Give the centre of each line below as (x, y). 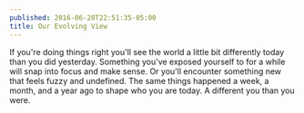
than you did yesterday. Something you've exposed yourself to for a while (147, 61)
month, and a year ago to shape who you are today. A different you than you (152, 90)
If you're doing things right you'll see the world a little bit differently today (147, 52)
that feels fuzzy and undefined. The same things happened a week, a (139, 80)
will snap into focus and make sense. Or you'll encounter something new (146, 71)
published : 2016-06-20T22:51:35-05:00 (83, 18)
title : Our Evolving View (58, 26)
